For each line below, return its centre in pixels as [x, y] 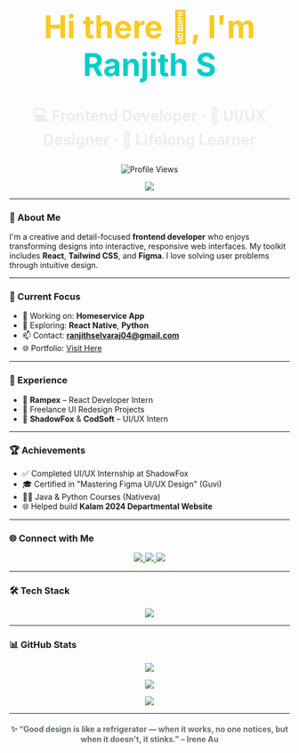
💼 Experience [39, 381]
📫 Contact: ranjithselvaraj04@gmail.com [101, 336]
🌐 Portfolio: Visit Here [62, 348]
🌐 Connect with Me [52, 538]
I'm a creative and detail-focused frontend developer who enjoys [129, 236]
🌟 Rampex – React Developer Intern [88, 399]
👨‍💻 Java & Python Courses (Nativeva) [91, 496]
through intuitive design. [54, 265]
